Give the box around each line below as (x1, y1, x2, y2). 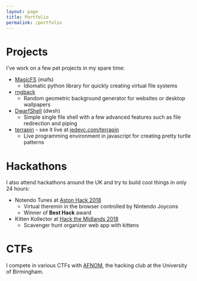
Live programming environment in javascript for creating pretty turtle (23, 132, 191, 139)
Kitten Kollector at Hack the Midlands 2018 (14, 215, 119, 223)
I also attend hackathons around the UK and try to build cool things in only (6, 179, 187, 186)
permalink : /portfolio (6, 19, 62, 25)
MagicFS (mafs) (14, 76, 54, 83)
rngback (14, 89, 35, 96)
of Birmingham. (6, 268, 44, 275)
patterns (23, 139, 44, 146)
